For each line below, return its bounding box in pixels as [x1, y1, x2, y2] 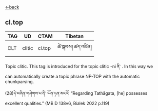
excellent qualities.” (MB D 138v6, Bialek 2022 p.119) [5, 100, 110, 106]
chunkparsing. [5, 78, 34, 85]
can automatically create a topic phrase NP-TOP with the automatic [5, 73, 140, 79]
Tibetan [65, 33, 84, 40]
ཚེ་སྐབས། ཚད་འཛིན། [57, 43, 92, 50]
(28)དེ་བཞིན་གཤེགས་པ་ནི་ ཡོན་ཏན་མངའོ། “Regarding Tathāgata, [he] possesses [5, 90, 148, 96]
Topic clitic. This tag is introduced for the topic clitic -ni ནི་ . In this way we [5, 63, 153, 69]
